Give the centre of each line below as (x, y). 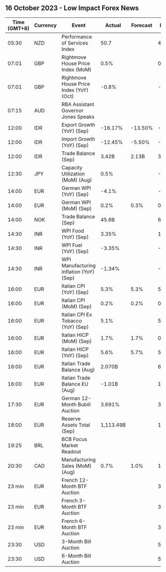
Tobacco (72, 320)
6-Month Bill (76, 556)
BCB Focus (74, 439)
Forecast (142, 25)
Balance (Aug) (78, 370)
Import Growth (78, 139)
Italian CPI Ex (77, 315)
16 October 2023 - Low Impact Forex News (72, 8)
